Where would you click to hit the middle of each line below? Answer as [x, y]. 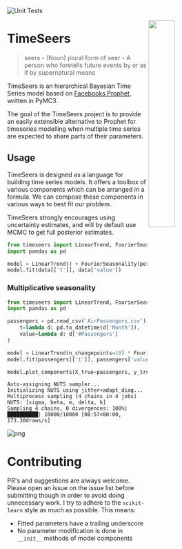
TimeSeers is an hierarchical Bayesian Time [69, 86]
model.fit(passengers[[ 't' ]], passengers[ [69, 359]
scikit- [133, 503]
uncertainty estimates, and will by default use [72, 224]
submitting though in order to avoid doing [66, 496]
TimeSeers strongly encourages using [61, 217]
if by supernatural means [59, 72]
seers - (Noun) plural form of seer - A [77, 57]
